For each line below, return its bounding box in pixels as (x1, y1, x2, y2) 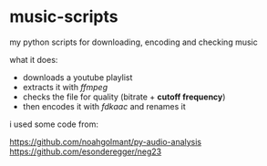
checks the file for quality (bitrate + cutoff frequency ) (22, 91, 226, 102)
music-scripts (9, 6, 118, 27)
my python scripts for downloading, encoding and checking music (9, 36, 258, 47)
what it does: (9, 54, 58, 65)
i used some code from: (9, 119, 98, 130)
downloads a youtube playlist (22, 71, 133, 83)
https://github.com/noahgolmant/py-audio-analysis (9, 136, 202, 147)
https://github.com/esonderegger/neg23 (9, 146, 162, 157)
